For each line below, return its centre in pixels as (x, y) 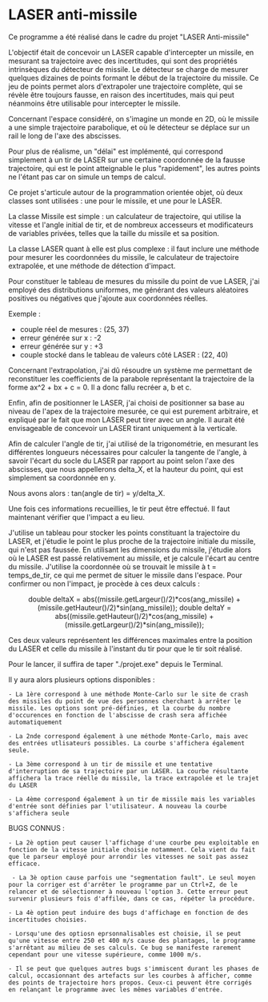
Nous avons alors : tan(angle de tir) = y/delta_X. (87, 493)
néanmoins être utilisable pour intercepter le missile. (94, 103)
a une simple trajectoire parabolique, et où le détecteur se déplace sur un (129, 127)
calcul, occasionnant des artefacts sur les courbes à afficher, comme (130, 976)
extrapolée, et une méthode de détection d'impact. (92, 265)
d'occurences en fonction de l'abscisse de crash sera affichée (118, 715)
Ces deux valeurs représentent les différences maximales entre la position (130, 640)
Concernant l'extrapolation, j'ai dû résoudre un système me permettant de (130, 370)
